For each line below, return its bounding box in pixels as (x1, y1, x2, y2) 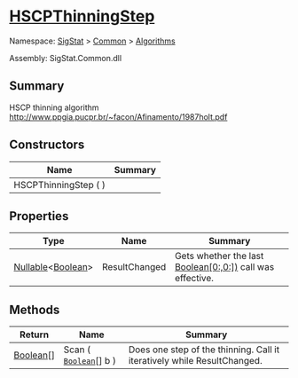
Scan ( (63, 343, 91, 356)
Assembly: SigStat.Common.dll (9, 52, 122, 63)
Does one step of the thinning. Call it (128, 343, 280, 356)
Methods (9, 302, 60, 317)
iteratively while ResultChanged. (128, 355, 263, 367)
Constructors (9, 138, 85, 153)
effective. (174, 272, 215, 285)
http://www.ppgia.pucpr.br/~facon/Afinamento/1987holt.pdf (9, 111, 228, 122)
